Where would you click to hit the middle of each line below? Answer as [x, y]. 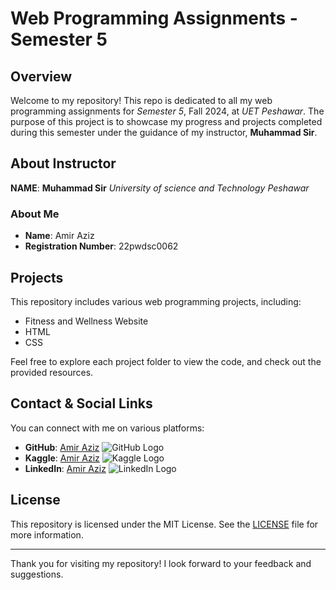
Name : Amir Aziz [59, 236]
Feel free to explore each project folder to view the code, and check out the [166, 361]
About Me [35, 214]
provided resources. [52, 372]
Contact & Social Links [81, 403]
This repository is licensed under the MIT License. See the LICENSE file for [164, 524]
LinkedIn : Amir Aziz [65, 468]
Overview [41, 76]
